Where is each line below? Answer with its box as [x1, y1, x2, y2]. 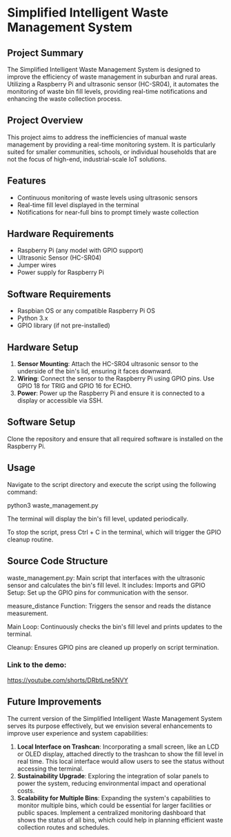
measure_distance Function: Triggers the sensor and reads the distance [7, 602, 212, 610]
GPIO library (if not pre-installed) [17, 321, 110, 329]
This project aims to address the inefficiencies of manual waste [7, 133, 188, 141]
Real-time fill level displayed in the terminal [17, 200, 139, 209]
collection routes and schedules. [17, 823, 110, 831]
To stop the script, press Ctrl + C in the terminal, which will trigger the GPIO [7, 528, 222, 536]
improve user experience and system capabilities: [7, 729, 148, 737]
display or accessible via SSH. [17, 396, 103, 405]
